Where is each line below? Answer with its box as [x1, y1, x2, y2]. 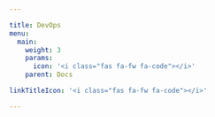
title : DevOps [9, 20, 62, 29]
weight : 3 [25, 45, 62, 54]
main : [17, 37, 38, 46]
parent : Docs [25, 70, 73, 80]
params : [25, 54, 53, 63]
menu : [9, 28, 29, 38]
